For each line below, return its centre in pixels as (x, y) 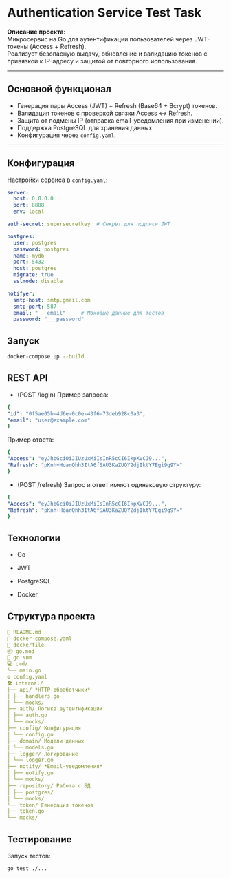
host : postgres (35, 269)
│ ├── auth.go (27, 715)
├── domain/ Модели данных (46, 741)
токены (18, 46)
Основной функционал (59, 89)
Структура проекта (51, 616)
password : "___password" (49, 319)
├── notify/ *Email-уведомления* (55, 767)
